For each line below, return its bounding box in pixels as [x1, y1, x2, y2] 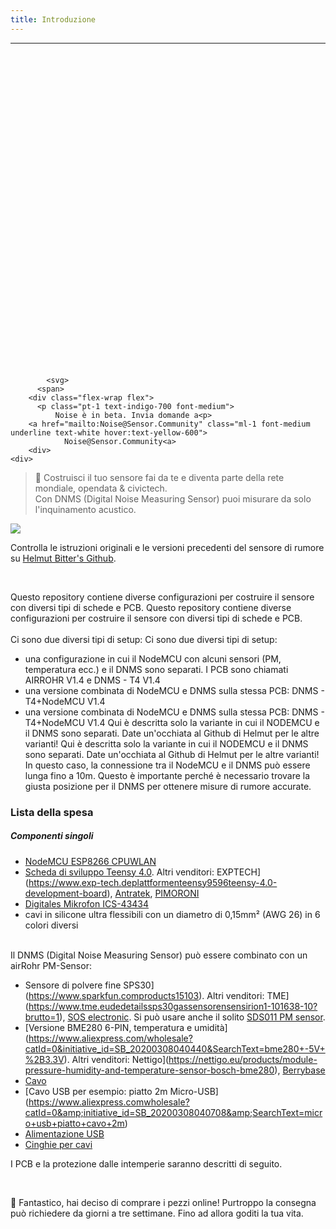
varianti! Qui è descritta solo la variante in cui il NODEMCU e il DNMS [24, 737, 309, 750]
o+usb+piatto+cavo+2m [24, 1117, 125, 1129]
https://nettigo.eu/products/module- [168, 1053, 318, 1065]
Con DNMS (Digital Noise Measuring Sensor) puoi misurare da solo [34, 492, 312, 505]
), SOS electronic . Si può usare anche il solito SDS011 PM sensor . [59, 1011, 326, 1023]
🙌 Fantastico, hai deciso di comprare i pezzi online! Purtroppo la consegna [10, 1196, 317, 1208]
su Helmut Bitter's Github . [10, 552, 117, 564]
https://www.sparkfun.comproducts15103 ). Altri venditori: [28, 989, 265, 1001]
